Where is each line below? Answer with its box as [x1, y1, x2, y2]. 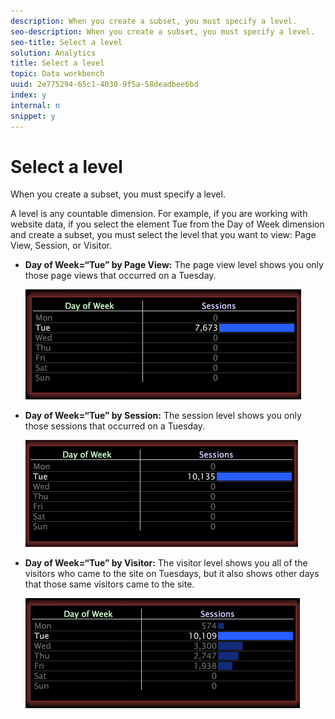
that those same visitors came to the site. [24, 578, 195, 590]
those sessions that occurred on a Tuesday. [24, 420, 206, 432]
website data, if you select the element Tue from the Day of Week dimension [10, 218, 325, 230]
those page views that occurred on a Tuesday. [24, 270, 217, 282]
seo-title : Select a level [10, 37, 123, 47]
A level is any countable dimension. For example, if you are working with [10, 208, 308, 220]
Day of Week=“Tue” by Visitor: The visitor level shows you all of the [24, 557, 308, 569]
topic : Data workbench [10, 69, 105, 79]
